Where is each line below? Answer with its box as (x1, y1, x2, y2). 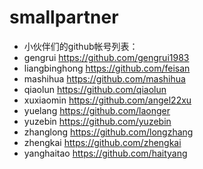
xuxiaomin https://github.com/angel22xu (23, 94, 192, 106)
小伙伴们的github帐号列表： (23, 40, 139, 52)
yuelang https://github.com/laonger (23, 104, 171, 116)
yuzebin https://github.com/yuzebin (23, 115, 172, 127)
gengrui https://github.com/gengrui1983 (23, 51, 190, 63)
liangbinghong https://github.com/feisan (23, 62, 191, 74)
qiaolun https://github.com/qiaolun (23, 83, 167, 95)
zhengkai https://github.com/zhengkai (23, 136, 182, 148)
